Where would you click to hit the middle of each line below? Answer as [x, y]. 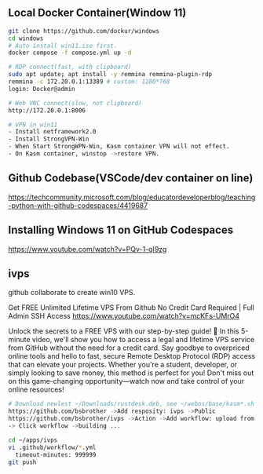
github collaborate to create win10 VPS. [72, 293]
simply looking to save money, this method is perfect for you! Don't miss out [131, 373]
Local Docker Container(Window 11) [97, 13]
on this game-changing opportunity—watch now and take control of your [126, 381]
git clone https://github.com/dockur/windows [84, 31]
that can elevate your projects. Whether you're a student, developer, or [123, 365]
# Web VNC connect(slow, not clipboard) [75, 103]
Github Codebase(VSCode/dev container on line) [131, 179]
